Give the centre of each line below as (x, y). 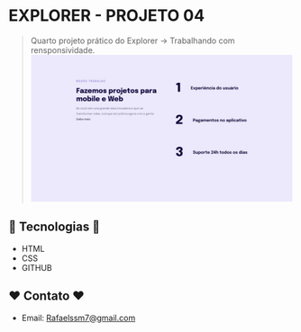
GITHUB (37, 267)
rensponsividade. (63, 49)
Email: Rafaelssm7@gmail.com (78, 318)
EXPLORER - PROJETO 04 (106, 16)
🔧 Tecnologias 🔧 (55, 227)
